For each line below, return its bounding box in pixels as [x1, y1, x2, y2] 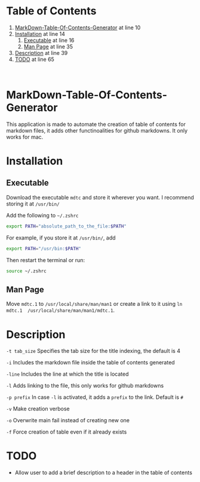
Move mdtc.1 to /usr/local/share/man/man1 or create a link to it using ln [6, 300, 183, 308]
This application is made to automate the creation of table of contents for [6, 121, 186, 128]
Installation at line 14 [14, 30, 66, 37]
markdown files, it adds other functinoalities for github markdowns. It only [6, 127, 188, 134]
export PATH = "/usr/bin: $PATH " [6, 245, 82, 251]
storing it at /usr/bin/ [6, 200, 60, 207]
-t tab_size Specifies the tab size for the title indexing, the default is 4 [6, 348, 181, 355]
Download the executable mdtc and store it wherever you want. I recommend [6, 194, 194, 201]
